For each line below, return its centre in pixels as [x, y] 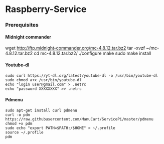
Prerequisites [22, 25]
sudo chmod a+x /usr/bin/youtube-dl [43, 80]
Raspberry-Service [46, 9]
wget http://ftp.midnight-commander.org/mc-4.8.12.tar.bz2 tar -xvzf [75, 48]
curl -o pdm [18, 115]
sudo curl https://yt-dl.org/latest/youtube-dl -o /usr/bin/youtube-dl [81, 76]
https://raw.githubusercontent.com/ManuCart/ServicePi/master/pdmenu [79, 119]
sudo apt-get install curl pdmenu [41, 110]
